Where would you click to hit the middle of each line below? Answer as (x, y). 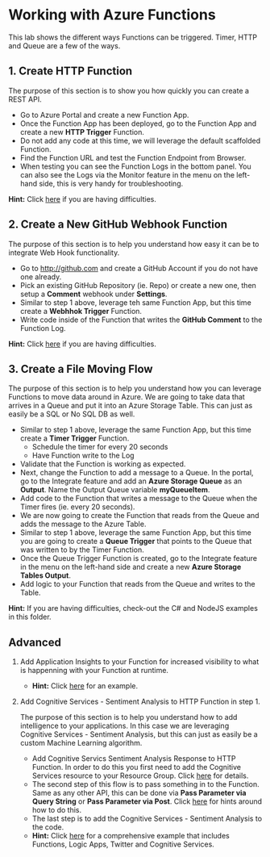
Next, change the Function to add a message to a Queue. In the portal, (137, 473)
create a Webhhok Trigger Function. (81, 311)
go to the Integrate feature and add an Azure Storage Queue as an (131, 481)
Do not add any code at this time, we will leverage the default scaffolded (140, 140)
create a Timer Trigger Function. (75, 438)
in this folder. (30, 617)
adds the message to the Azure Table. (83, 524)
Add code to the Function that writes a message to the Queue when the (139, 499)
